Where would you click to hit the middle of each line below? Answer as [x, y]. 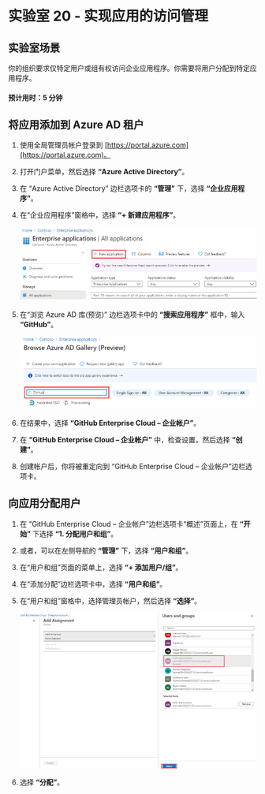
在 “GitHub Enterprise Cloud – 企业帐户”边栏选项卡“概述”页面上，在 [129, 524]
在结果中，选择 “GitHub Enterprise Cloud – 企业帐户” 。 [110, 423]
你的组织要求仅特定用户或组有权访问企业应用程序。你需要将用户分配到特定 [129, 68]
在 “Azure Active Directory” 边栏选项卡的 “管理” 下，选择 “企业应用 [129, 188]
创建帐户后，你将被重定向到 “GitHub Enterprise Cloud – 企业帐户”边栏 [132, 466]
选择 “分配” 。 [42, 782]
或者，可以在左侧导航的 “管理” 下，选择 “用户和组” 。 [106, 550]
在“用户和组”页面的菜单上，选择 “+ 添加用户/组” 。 [101, 567]
